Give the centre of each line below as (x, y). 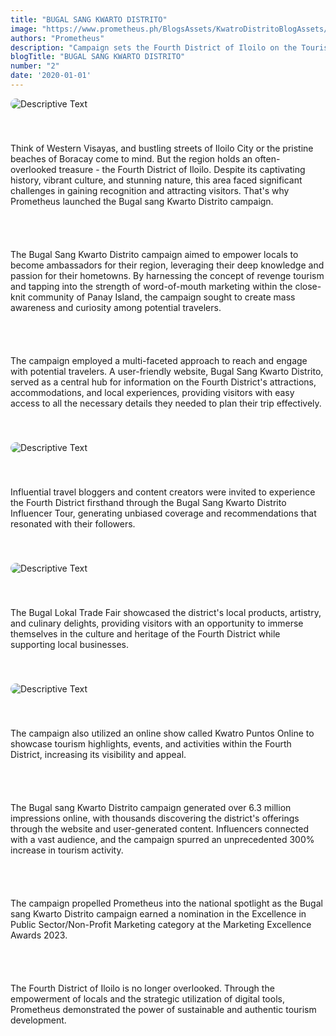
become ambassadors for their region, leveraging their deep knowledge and (167, 265)
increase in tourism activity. (67, 850)
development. (38, 1020)
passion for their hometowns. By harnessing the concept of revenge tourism (167, 275)
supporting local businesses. (69, 644)
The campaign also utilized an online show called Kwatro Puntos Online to (162, 733)
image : (24, 29)
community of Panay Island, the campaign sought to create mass (161, 297)
